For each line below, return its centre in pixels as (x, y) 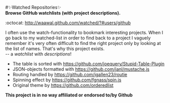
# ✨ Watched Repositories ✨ (33, 7)
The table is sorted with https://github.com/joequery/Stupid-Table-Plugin (89, 64)
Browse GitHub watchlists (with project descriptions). (63, 13)
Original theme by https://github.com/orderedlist (63, 85)
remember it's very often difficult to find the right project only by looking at (83, 43)
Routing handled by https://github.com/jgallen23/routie (70, 74)
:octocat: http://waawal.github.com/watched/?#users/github (68, 23)
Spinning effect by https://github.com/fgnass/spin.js (67, 80)
